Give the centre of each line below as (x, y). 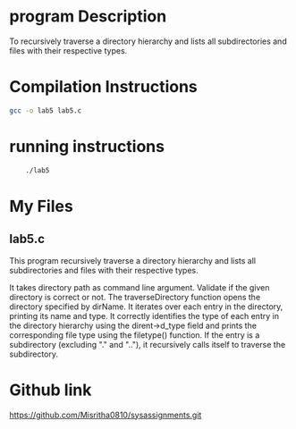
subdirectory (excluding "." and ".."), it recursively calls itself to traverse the (148, 344)
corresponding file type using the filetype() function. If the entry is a (135, 335)
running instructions (87, 146)
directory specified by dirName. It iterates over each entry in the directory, (146, 307)
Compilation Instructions (104, 87)
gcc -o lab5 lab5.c (46, 110)
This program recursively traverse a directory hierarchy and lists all (133, 260)
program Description (88, 17)
